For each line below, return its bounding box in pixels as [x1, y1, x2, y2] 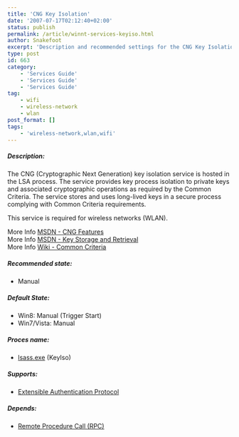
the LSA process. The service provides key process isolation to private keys [7, 178, 230, 186]
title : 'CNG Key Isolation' [7, 10, 91, 18]
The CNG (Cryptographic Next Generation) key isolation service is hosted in [7, 170, 230, 178]
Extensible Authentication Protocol [17, 388, 119, 396]
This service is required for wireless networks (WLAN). [7, 214, 169, 222]
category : [7, 63, 37, 71]
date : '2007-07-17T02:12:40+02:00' [7, 17, 113, 24]
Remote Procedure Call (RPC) [17, 422, 105, 431]
